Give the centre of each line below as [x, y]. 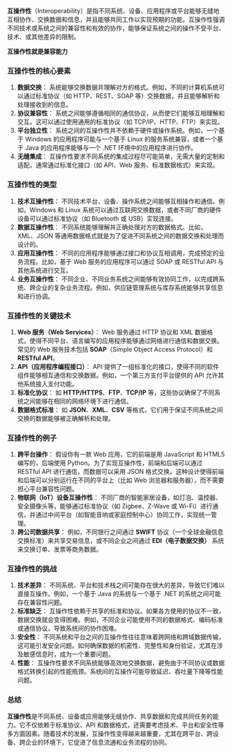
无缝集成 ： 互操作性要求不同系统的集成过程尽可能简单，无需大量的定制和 [121, 156]
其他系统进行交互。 [45, 270]
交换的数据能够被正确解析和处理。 [66, 418]
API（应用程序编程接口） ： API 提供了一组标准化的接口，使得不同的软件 [118, 366]
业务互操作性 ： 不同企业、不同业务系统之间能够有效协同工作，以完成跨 [118, 278]
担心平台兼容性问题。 [47, 489]
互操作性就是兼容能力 [37, 51]
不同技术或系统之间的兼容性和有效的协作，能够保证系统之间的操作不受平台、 [116, 28]
